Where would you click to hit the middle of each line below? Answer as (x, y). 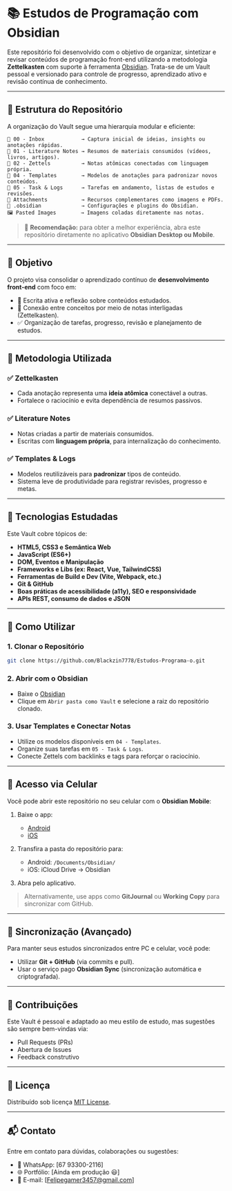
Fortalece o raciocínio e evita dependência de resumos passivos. (109, 401)
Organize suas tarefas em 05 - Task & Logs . (80, 749)
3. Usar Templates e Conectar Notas (69, 726)
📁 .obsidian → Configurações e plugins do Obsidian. (103, 206)
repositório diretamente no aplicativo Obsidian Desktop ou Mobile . (119, 234)
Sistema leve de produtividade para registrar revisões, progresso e (112, 481)
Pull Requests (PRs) (45, 1042)
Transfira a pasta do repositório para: (70, 848)
